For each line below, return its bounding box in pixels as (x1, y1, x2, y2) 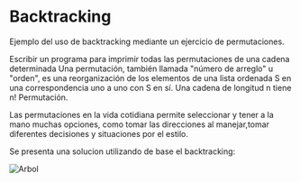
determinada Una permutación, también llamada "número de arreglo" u (9, 63, 274, 74)
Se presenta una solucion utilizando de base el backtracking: (9, 146, 236, 157)
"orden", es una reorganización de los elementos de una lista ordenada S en (9, 72, 292, 83)
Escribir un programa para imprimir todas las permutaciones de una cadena (9, 53, 290, 64)
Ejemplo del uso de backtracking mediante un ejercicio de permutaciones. (9, 36, 286, 47)
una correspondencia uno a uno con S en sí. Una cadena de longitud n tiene (9, 82, 292, 93)
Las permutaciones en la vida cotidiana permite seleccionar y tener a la (9, 109, 275, 120)
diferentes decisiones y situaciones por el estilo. (9, 128, 189, 139)
